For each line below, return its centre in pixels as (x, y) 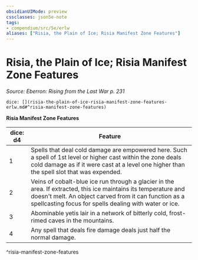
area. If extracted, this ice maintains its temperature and (108, 189)
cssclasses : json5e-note (37, 17)
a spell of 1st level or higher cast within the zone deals (106, 158)
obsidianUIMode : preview (37, 11)
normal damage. (53, 238)
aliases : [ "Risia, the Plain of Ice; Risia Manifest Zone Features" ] (93, 34)
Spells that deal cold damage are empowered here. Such (109, 150)
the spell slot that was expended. (76, 172)
